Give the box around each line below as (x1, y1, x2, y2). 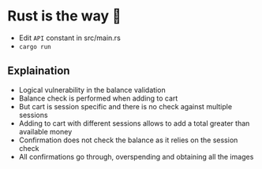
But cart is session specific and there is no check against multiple (18, 101, 233, 111)
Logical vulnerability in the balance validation (18, 85, 167, 94)
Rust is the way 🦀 (7, 7, 122, 25)
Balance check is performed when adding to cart (18, 94, 178, 103)
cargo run (18, 42, 52, 50)
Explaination (7, 64, 70, 78)
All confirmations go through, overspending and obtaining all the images (18, 152, 254, 161)
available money (18, 127, 73, 136)
